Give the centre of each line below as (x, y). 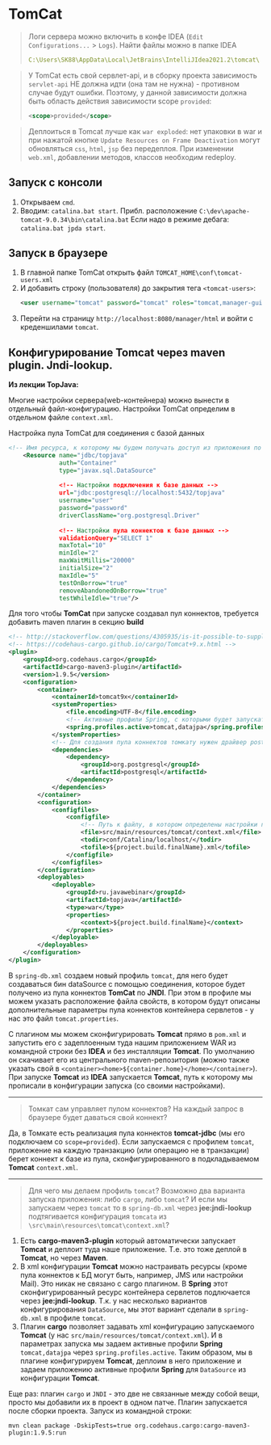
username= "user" (86, 501)
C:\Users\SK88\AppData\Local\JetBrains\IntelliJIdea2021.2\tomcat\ (144, 60)
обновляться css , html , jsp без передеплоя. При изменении (131, 148)
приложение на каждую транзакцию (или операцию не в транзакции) (129, 1150)
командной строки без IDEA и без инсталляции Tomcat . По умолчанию (132, 1051)
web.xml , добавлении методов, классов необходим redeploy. (132, 157)
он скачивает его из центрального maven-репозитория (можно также (129, 1060)
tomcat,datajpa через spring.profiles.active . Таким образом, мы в (136, 1352)
